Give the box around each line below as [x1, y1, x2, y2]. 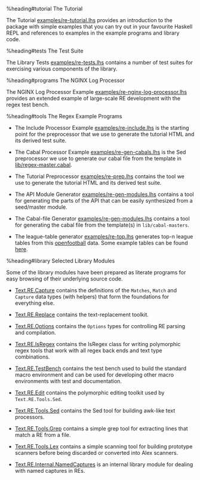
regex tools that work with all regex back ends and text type [14, 347, 162, 354]
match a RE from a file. [14, 432, 71, 438]
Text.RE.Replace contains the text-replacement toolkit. [14, 311, 149, 318]
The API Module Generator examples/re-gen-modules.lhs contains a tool [14, 191, 194, 198]
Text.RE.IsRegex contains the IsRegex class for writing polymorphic [14, 341, 181, 347]
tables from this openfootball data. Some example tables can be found [14, 239, 188, 246]
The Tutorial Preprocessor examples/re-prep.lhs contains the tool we [14, 173, 185, 180]
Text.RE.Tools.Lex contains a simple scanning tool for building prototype [14, 443, 193, 450]
